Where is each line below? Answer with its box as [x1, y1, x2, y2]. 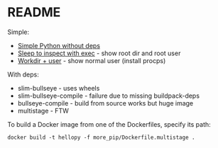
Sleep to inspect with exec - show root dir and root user [17, 49, 181, 57]
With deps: [7, 70, 39, 79]
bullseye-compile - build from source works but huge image [17, 98, 194, 107]
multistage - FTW [17, 106, 69, 115]
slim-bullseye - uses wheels [17, 84, 100, 92]
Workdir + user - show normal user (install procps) [17, 56, 166, 64]
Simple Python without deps [17, 41, 101, 50]
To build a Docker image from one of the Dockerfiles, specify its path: [7, 120, 211, 128]
